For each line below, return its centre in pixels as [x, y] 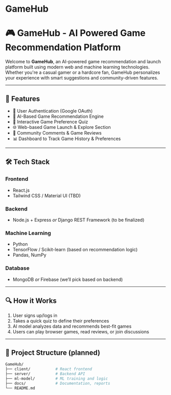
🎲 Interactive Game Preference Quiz [50, 122]
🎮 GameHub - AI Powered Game [76, 33]
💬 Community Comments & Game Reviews [57, 133]
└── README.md [20, 388]
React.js [21, 190]
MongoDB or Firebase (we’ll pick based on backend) [68, 279]
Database [17, 268]
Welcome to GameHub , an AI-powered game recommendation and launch [83, 62]
